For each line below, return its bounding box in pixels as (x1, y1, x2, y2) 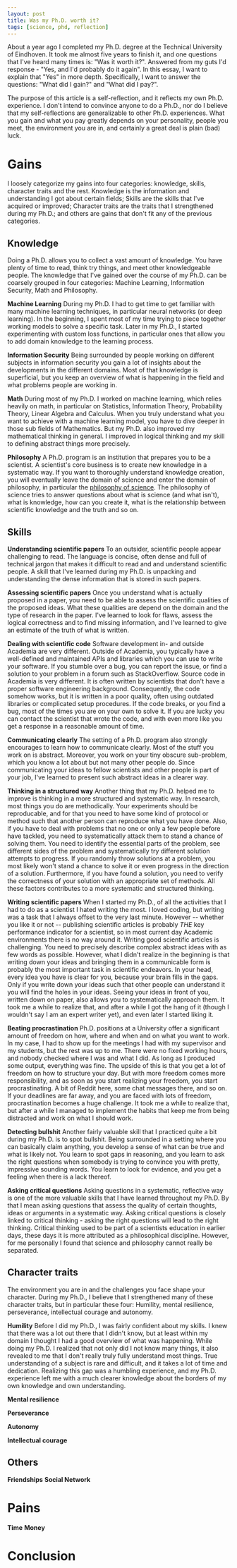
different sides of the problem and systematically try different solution (7, 846, 210, 855)
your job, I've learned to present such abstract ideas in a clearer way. (7, 773, 209, 782)
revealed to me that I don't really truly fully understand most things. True (7, 1351, 218, 1360)
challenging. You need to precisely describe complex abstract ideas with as (7, 942, 227, 951)
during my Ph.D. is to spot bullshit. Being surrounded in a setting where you (7, 1135, 227, 1143)
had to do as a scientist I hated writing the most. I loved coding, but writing (7, 905, 224, 913)
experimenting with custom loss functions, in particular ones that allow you (7, 329, 226, 339)
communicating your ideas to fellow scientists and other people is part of (7, 765, 220, 774)
